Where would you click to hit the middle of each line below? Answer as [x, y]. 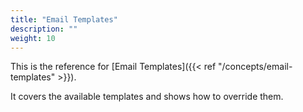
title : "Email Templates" [64, 19]
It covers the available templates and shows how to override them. [147, 97]
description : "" [44, 29]
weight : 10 [33, 38]
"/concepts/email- [255, 67]
